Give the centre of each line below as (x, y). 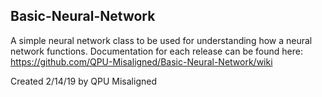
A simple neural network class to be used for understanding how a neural (161, 40)
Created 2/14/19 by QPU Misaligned (83, 81)
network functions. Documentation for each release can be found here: (156, 51)
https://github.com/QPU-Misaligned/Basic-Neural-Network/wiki (141, 61)
